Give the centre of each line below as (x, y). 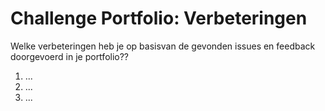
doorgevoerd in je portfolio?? (70, 56)
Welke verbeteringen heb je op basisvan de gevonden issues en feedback (163, 46)
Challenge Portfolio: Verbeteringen (159, 18)
